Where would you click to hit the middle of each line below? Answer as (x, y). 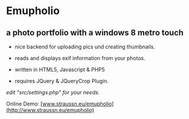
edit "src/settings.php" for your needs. (53, 92)
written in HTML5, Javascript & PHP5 (60, 70)
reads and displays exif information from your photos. (80, 58)
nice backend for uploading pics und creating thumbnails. (85, 47)
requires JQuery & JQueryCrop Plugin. (61, 81)
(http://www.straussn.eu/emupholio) (50, 110)
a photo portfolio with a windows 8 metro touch (95, 33)
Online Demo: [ (25, 104)
